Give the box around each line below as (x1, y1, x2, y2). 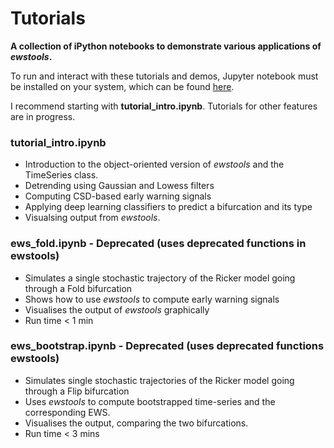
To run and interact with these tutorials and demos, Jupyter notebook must (10, 70, 319, 82)
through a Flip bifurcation (24, 385, 130, 397)
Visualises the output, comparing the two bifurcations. (24, 417, 249, 429)
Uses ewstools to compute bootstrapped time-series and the (24, 395, 276, 407)
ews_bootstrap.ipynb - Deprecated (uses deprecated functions (10, 339, 325, 353)
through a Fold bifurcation (24, 282, 133, 294)
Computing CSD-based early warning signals (24, 190, 212, 202)
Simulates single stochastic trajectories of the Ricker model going (24, 374, 295, 386)
